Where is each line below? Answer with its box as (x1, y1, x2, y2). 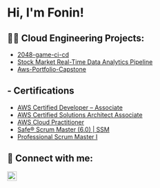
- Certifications (7, 85, 74, 97)
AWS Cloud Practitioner (17, 118, 85, 126)
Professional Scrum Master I (17, 132, 98, 140)
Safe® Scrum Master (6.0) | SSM (17, 125, 110, 134)
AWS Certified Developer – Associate (17, 103, 123, 112)
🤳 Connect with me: (7, 153, 93, 165)
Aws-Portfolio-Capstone (17, 65, 86, 73)
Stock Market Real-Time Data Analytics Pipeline (17, 58, 153, 66)
